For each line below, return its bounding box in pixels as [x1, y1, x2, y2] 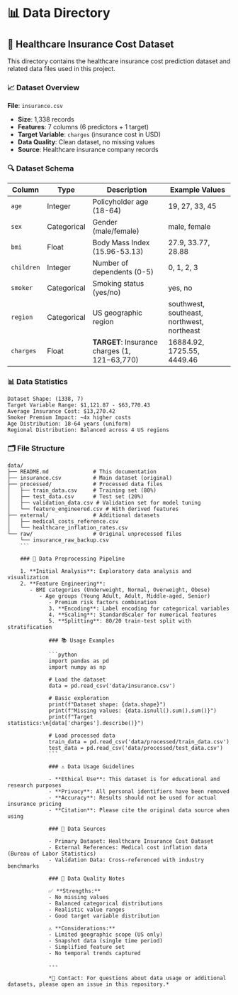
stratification [7, 624, 52, 631]
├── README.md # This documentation [7, 468, 157, 475]
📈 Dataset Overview [7, 82, 80, 92]
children [11, 263, 40, 271]
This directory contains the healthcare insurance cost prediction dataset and [7, 57, 231, 65]
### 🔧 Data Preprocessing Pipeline [20, 555, 125, 563]
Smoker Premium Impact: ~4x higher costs [7, 414, 132, 421]
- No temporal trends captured [48, 950, 141, 957]
